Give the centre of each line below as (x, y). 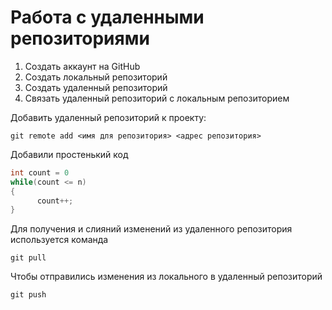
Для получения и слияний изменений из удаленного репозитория (151, 229)
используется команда (59, 240)
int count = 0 (40, 172)
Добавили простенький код (69, 154)
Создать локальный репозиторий (96, 77)
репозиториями (80, 38)
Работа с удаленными (107, 17)
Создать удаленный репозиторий (96, 87)
